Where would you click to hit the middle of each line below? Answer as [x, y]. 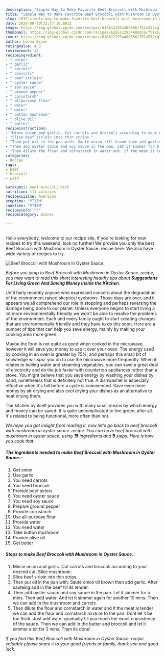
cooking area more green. [32, 335]
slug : [11, 19]
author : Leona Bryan [27, 42]
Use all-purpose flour [34, 517]
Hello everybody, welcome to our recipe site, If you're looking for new [76, 238]
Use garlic [23, 475]
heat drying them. [24, 396]
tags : [11, 165]
